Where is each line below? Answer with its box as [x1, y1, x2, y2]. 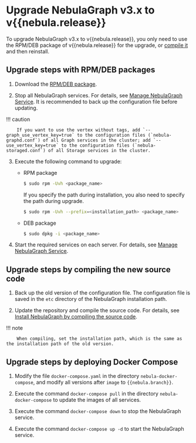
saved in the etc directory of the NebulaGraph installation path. [14, 296, 167, 303]
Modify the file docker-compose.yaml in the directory [14, 373, 140, 379]
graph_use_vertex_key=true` [6, 132, 75, 138]
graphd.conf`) [6, 137, 41, 143]
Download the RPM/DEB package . [14, 80, 97, 87]
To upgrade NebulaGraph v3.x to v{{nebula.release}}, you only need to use [6, 35, 188, 42]
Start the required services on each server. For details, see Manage [14, 241, 178, 248]
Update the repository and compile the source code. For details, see [14, 307, 180, 314]
